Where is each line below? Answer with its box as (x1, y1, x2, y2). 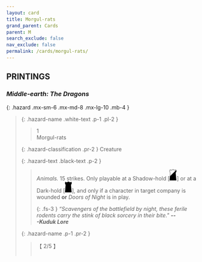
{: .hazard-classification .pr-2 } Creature (21, 145, 122, 153)
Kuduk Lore (39, 218, 69, 225)
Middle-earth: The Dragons (6, 90, 89, 98)
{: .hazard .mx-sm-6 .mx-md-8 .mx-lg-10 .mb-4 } (6, 103, 130, 111)
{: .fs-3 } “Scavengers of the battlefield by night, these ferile (36, 205, 187, 212)
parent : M (6, 29, 32, 35)
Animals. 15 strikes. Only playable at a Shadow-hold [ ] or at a (36, 174, 197, 182)
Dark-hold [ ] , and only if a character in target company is (36, 187, 186, 194)
